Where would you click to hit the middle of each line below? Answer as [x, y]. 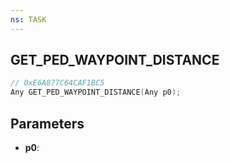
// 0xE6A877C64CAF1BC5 [57, 83]
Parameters [47, 123]
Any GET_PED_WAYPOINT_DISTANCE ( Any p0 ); [96, 92]
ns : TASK [28, 19]
